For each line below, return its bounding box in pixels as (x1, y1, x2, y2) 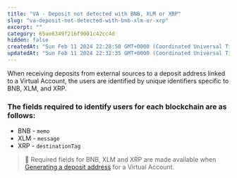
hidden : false (7, 37, 49, 44)
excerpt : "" (7, 23, 42, 30)
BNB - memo (17, 126, 50, 135)
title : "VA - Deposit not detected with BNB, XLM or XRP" (7, 10, 181, 18)
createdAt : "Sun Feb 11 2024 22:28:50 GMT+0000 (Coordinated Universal (7, 43, 222, 50)
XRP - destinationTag (17, 142, 81, 150)
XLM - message (17, 134, 60, 143)
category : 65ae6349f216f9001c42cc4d (7, 30, 115, 37)
